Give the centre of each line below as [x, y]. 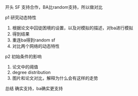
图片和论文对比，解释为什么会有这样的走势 [55, 78]
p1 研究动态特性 [21, 18]
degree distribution [31, 72]
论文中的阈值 [25, 67]
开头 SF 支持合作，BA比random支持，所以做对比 [54, 7]
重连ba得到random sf [34, 40]
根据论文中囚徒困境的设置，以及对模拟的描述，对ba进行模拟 [73, 28]
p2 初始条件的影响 [23, 57]
